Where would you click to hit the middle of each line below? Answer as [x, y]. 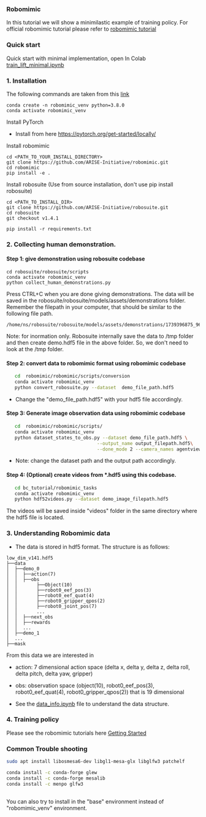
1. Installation [27, 80]
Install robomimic [28, 145]
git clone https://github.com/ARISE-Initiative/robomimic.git [87, 162]
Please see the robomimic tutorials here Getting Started [77, 733]
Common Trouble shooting [47, 748]
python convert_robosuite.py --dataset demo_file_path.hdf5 [94, 387]
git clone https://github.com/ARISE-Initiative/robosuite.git [87, 207]
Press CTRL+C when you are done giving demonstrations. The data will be [100, 294]
